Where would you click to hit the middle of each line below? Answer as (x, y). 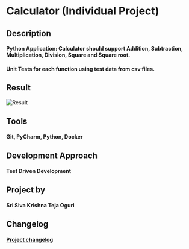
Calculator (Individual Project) (83, 11)
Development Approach (52, 155)
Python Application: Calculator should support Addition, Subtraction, (94, 49)
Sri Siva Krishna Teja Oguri (40, 205)
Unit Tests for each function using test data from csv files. (81, 69)
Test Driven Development (39, 171)
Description (29, 33)
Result (19, 88)
